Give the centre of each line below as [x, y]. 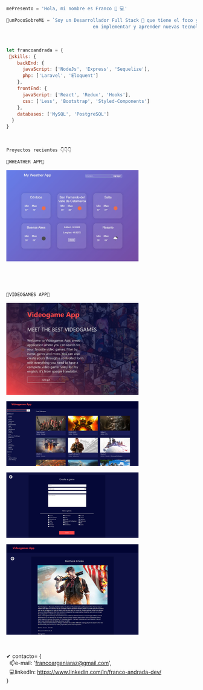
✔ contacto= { [24, 656]
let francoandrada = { [35, 50]
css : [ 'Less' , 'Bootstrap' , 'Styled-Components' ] [86, 101]
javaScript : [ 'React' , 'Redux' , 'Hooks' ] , [76, 95]
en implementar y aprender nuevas [136, 27]
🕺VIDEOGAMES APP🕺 [28, 295]
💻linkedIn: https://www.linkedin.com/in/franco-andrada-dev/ [85, 672]
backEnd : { [31, 63]
